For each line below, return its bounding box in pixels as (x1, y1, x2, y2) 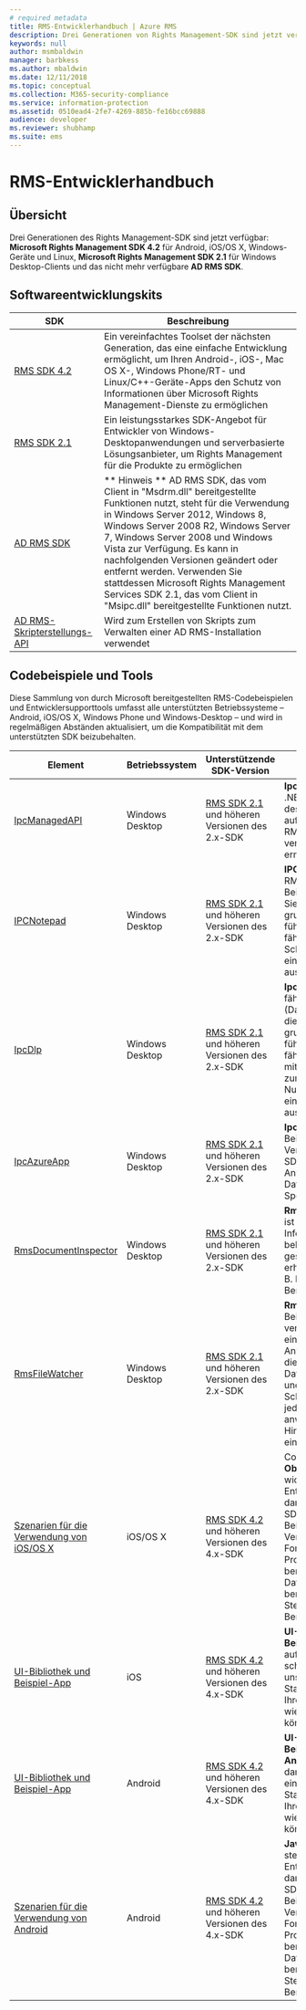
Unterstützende (205, 752, 276, 765)
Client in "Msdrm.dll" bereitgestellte (104, 485, 257, 497)
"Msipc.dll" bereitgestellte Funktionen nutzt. (104, 599, 292, 612)
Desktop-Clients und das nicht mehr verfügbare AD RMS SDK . (9, 261, 244, 272)
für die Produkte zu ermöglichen (104, 458, 243, 471)
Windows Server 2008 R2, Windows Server (104, 519, 291, 532)
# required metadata (9, 13, 88, 23)
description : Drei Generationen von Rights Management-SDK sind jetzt (9, 30, 283, 39)
